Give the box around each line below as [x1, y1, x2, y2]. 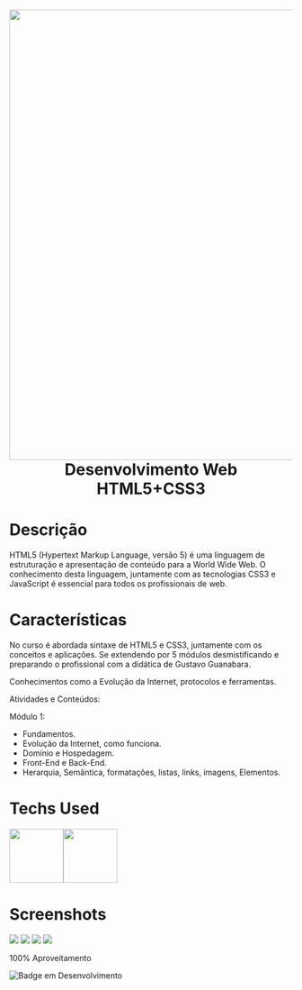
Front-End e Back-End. [22, 758, 108, 768]
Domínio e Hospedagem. [22, 748, 115, 758]
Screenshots [9, 904, 107, 925]
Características [9, 610, 128, 631]
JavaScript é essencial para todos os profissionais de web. [9, 578, 227, 589]
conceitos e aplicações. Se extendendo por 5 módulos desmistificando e [9, 649, 280, 660]
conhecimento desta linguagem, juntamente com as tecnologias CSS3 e [9, 568, 276, 580]
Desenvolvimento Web [64, 459, 238, 480]
